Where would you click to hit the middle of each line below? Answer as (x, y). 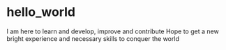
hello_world (41, 12)
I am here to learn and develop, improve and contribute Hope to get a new (113, 31)
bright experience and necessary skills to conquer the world (93, 38)
